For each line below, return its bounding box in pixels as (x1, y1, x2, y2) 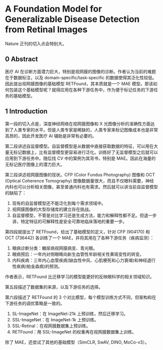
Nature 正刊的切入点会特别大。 (5, 40, 67, 47)
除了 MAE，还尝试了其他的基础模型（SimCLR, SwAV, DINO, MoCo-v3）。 (5, 339, 149, 345)
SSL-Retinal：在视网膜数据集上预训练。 (12, 323, 91, 329)
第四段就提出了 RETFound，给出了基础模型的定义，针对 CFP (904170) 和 (5, 229, 150, 234)
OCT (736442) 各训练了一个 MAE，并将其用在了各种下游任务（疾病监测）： (5, 234, 154, 241)
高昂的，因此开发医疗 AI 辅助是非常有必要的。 (5, 133, 97, 139)
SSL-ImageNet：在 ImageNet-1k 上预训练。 (12, 317, 99, 322)
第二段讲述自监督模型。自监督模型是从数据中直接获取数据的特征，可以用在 (5, 143, 154, 149)
